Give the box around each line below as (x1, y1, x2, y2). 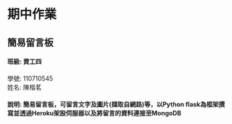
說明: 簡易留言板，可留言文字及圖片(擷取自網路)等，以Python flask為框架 (7, 100, 219, 109)
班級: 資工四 (7, 57, 42, 66)
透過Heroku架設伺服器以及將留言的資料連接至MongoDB (19, 109, 182, 118)
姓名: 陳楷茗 (7, 83, 42, 91)
